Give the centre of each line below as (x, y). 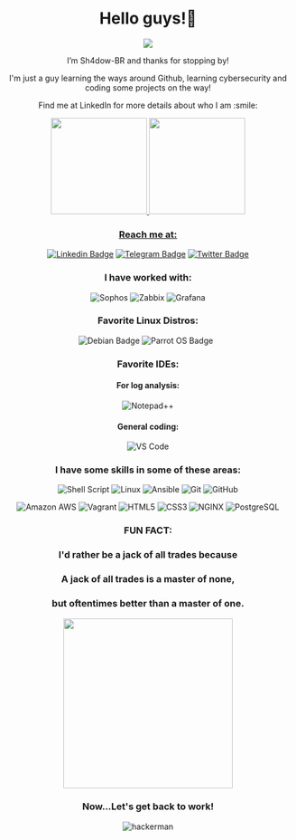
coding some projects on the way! (148, 87)
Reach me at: (148, 234)
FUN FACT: (148, 530)
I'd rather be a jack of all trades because (148, 555)
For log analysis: (148, 386)
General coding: (148, 426)
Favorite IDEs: (148, 364)
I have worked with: (148, 278)
